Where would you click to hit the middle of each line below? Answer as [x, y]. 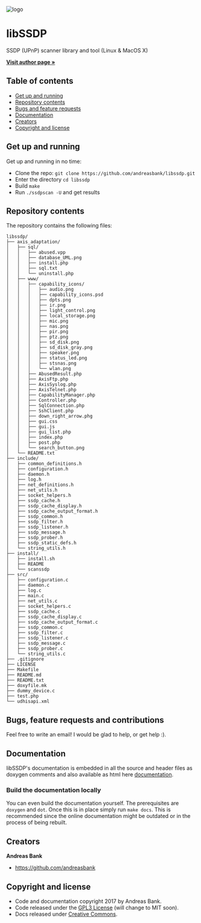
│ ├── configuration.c [37, 580]
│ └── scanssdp [28, 570]
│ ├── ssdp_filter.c [35, 633]
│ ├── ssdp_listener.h [37, 527]
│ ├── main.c [25, 596]
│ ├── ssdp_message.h [36, 532]
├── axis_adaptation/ [33, 242]
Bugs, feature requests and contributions [85, 720]
